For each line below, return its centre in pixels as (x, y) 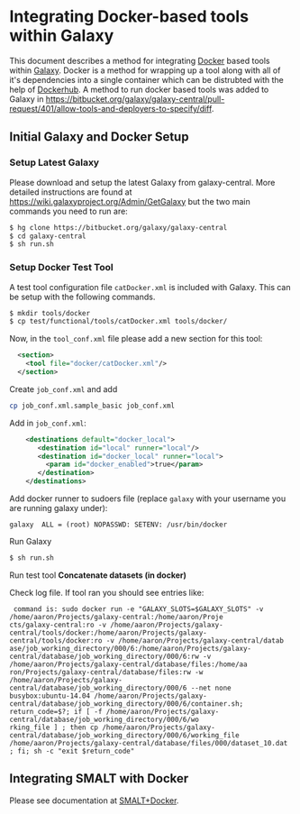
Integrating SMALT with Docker (99, 778)
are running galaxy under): (59, 508)
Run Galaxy (31, 542)
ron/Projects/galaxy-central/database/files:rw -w (106, 672)
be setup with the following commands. (82, 297)
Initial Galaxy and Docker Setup (99, 137)
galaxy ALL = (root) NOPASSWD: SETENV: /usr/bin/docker (118, 525)
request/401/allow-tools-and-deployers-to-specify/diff (110, 108)
